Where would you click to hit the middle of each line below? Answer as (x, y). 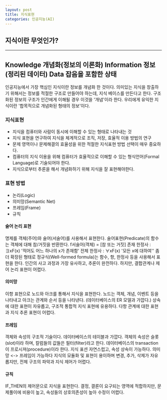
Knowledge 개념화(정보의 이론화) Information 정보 (80, 65)
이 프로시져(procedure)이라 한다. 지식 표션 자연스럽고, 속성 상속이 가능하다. (78, 349)
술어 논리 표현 (18, 226)
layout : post (19, 10)
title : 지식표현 (20, 14)
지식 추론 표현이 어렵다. (33, 312)
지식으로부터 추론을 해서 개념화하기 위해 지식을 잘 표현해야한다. (74, 169)
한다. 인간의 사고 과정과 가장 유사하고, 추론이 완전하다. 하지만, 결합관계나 (84, 263)
